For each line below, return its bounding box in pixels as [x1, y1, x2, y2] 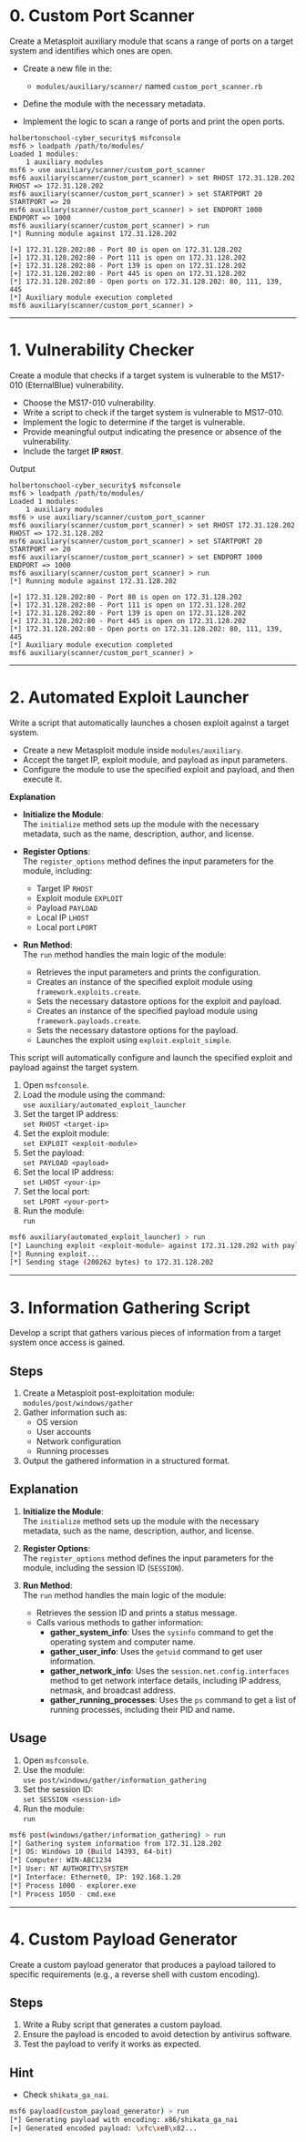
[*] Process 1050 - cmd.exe [9, 1890, 117, 1899]
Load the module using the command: [22, 1089, 166, 1100]
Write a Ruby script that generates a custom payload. [22, 2019, 223, 2030]
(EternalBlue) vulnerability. [25, 379, 125, 390]
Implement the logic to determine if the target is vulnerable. [22, 416, 246, 427]
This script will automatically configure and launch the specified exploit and [9, 1051, 293, 1062]
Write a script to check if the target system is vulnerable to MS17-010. [22, 406, 284, 417]
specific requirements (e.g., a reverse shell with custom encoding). [9, 1969, 260, 1980]
